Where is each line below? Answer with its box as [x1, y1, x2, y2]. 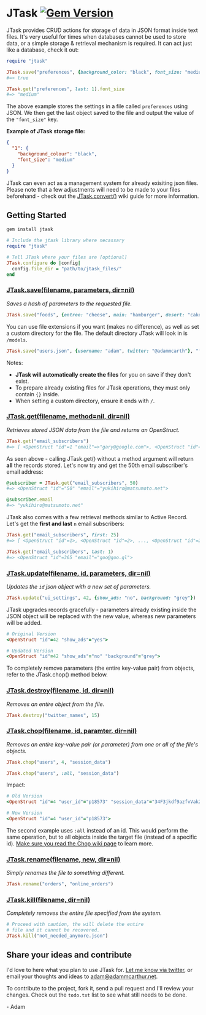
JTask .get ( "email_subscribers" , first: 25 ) [6, 532, 120, 538]
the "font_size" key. [6, 116, 58, 123]
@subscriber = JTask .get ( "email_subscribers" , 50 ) [6, 480, 139, 486]
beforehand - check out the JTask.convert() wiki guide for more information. [6, 192, 199, 200]
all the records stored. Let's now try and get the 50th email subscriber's [6, 461, 188, 469]
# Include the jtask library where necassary [6, 237, 124, 244]
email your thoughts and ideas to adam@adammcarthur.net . [6, 973, 158, 980]
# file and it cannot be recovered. [6, 927, 100, 933]
